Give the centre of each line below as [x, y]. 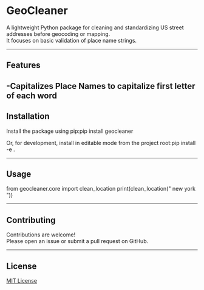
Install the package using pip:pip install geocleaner [70, 131]
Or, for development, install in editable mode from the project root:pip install [101, 143]
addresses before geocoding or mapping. [58, 34]
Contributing [31, 220]
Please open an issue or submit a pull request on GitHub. [77, 241]
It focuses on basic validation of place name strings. [72, 40]
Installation [28, 116]
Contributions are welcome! [41, 235]
